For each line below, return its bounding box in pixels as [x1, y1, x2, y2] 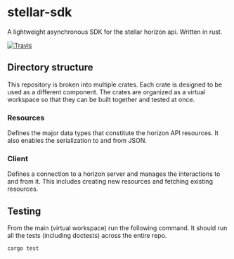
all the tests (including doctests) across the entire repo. [7, 232, 167, 240]
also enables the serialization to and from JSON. [7, 137, 148, 145]
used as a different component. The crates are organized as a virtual [7, 87, 206, 96]
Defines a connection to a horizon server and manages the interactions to [7, 170, 221, 178]
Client [7, 153, 28, 163]
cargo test [7, 245, 39, 252]
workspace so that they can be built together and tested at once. [7, 95, 195, 103]
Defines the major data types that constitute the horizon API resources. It [7, 129, 219, 137]
